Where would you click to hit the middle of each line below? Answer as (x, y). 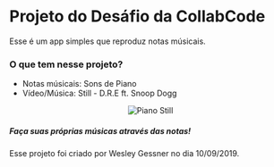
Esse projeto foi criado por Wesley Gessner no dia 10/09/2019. (124, 154)
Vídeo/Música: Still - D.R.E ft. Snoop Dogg (99, 93)
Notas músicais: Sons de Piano (79, 84)
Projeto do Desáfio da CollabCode (137, 17)
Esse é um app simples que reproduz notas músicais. (107, 41)
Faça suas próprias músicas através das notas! (100, 130)
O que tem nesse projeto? (66, 64)
